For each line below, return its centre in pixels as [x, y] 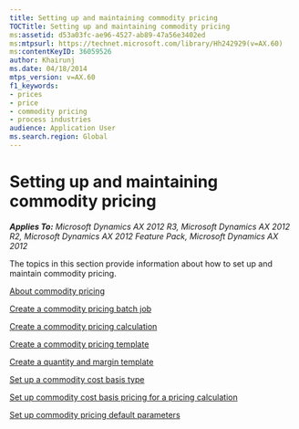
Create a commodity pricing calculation [83, 326]
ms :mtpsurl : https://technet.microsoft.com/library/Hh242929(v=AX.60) [146, 43]
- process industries [51, 120]
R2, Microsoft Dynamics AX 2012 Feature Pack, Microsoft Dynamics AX [144, 236]
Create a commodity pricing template [79, 344]
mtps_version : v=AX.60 [52, 78]
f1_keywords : [34, 86]
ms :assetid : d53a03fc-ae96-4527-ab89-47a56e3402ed [108, 35]
